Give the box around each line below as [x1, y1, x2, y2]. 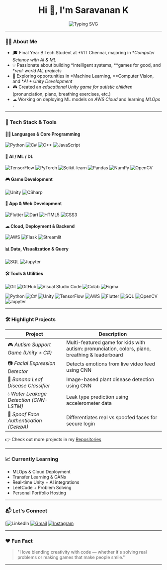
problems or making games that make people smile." [17, 554, 125, 560]
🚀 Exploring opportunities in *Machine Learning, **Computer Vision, [12, 73, 154, 79]
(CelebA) [7, 423, 29, 430]
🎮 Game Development [5, 176, 53, 182]
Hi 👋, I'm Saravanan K [38, 4, 129, 16]
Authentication [7, 417, 42, 424]
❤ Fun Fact [5, 538, 33, 545]
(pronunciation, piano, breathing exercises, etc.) [12, 91, 111, 97]
